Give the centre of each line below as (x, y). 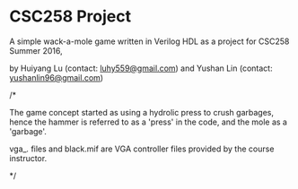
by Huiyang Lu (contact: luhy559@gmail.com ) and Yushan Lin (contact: (141, 68)
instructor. (28, 158)
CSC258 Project (70, 17)
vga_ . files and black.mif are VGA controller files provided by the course (142, 149)
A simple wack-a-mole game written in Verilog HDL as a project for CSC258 (149, 41)
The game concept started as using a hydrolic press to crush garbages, (141, 112)
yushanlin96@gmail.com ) (57, 77)
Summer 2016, (36, 50)
